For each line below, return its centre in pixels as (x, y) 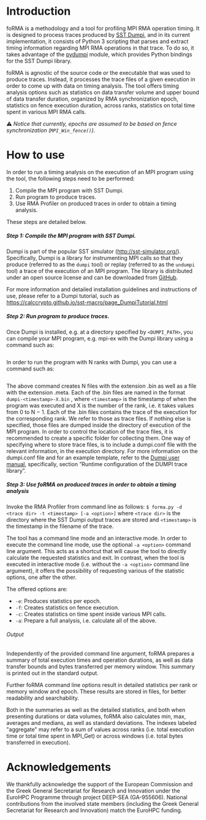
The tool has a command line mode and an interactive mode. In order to (97, 538)
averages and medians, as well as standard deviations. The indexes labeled (101, 722)
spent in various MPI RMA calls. (46, 112)
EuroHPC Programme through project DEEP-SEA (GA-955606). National (97, 797)
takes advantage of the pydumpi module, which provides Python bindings (99, 54)
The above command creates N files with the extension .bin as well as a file (101, 386)
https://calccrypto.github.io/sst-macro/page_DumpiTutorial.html (87, 302)
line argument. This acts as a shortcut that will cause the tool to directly (97, 551)
